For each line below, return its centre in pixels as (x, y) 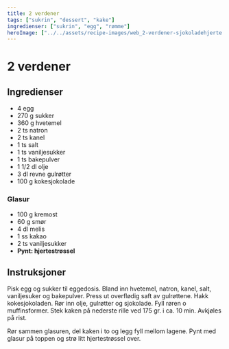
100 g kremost (37, 214)
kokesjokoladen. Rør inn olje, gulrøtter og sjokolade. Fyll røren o (97, 304)
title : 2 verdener (33, 13)
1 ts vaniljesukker (41, 153)
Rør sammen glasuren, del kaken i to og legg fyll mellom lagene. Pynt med (112, 331)
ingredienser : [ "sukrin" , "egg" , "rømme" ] (69, 26)
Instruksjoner (37, 272)
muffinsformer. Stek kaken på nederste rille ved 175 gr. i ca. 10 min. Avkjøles (114, 311)
